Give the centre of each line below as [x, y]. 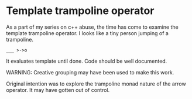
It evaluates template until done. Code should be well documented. [87, 61]
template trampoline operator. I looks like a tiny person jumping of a [87, 33]
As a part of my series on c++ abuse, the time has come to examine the [92, 27]
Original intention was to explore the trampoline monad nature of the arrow [96, 84]
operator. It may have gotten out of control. [58, 90]
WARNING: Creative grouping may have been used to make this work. [90, 72]
